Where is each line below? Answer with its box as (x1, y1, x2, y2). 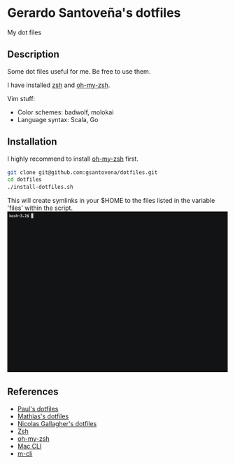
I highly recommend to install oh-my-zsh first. (7, 154, 138, 163)
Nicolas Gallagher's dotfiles (17, 419, 97, 427)
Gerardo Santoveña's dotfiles (7, 5, 181, 21)
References (7, 386, 59, 398)
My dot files (7, 28, 42, 37)
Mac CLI (17, 442, 42, 450)
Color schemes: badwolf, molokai (17, 107, 114, 117)
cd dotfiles (7, 176, 42, 183)
